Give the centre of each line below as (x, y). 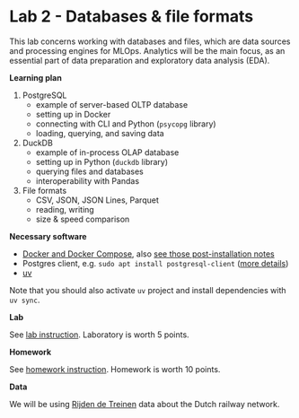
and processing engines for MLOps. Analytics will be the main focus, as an (147, 50)
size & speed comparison (83, 219)
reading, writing (65, 209)
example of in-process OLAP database (107, 152)
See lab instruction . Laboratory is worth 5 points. (100, 335)
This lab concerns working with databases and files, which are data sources (150, 41)
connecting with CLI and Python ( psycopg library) (126, 124)
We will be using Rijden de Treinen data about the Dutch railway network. (145, 404)
